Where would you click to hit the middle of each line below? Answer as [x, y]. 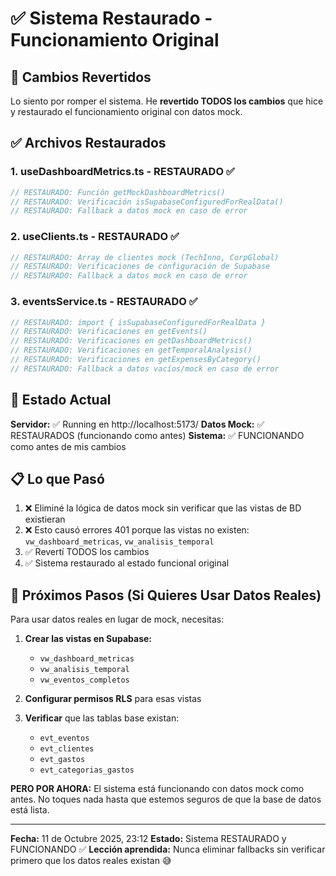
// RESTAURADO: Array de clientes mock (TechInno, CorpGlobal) [145, 257]
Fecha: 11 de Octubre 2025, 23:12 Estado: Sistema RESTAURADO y [148, 839]
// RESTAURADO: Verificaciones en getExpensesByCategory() [136, 360]
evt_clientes [67, 749]
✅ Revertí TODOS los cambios [87, 552]
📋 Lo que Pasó [57, 478]
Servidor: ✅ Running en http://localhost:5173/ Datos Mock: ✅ [137, 424]
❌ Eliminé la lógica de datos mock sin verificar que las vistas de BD [163, 508]
